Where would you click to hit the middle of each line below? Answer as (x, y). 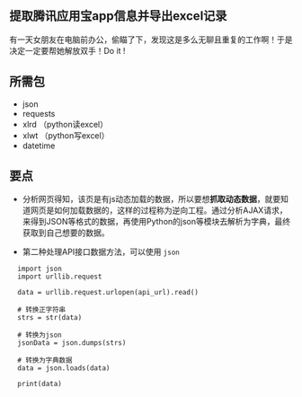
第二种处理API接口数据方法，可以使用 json (101, 252)
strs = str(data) (50, 318)
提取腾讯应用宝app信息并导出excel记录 (118, 16)
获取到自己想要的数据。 (66, 233)
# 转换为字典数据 (45, 361)
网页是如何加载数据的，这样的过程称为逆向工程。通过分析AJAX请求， (159, 210)
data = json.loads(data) (64, 368)
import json (40, 269)
